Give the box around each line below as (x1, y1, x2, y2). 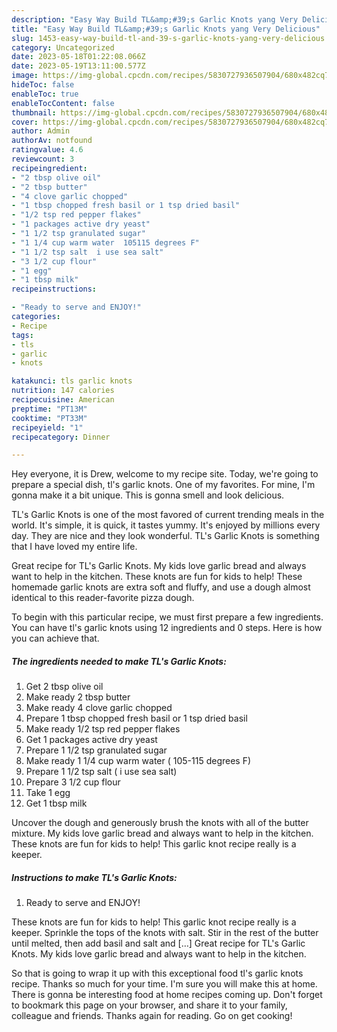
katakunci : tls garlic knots (11, 376, 133, 386)
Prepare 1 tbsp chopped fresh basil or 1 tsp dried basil (25, 712, 248, 725)
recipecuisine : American (11, 395, 115, 405)
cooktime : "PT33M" (11, 413, 88, 423)
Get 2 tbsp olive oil (25, 681, 104, 693)
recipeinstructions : (11, 284, 98, 295)
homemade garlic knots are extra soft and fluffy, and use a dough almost (11, 581, 311, 593)
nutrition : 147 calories (11, 386, 115, 396)
